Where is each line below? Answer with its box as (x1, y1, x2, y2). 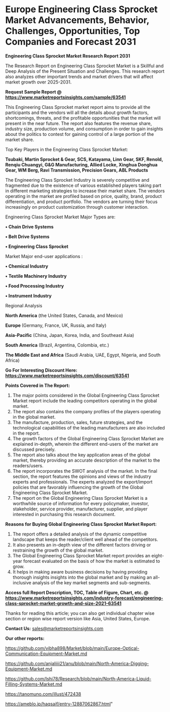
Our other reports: (5, 635, 45, 641)
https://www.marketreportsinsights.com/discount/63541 (5, 373, 129, 379)
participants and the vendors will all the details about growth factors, (5, 109, 149, 116)
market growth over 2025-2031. (5, 79, 72, 85)
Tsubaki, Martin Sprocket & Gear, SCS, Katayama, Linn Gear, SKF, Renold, (5, 156, 163, 162)
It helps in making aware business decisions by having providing (12, 568, 148, 575)
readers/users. (12, 462, 44, 469)
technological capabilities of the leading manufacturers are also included (12, 424, 165, 431)
